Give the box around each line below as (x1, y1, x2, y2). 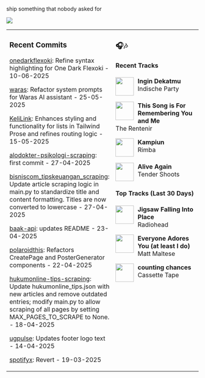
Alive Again (137, 162, 172, 170)
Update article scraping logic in (9, 180, 99, 188)
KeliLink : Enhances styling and (9, 114, 96, 123)
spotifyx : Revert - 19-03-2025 (9, 355, 102, 364)
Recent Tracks (115, 61, 159, 70)
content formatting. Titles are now (9, 195, 107, 203)
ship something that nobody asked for (6, 5, 102, 12)
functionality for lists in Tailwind (9, 122, 100, 130)
